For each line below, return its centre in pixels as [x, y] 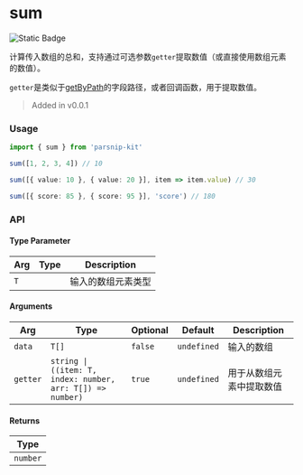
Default [198, 331]
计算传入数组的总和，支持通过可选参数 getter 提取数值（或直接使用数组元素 [148, 56]
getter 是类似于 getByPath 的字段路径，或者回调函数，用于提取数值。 [136, 87]
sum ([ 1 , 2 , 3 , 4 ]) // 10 [56, 164]
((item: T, [74, 370]
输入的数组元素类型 [110, 281]
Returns [25, 420]
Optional [149, 331]
